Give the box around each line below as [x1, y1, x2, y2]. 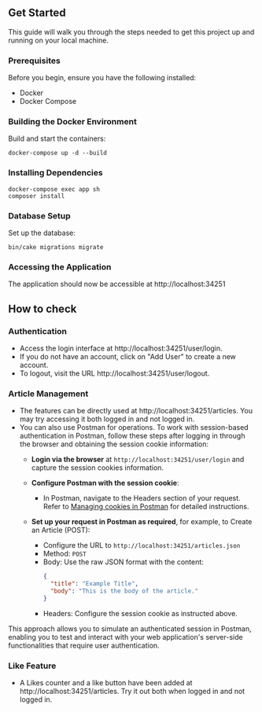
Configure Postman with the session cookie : [31, 479, 179, 488]
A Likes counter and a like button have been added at [19, 678, 193, 688]
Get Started [8, 6, 66, 20]
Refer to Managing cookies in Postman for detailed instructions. [42, 502, 249, 512]
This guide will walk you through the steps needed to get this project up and [8, 27, 255, 36]
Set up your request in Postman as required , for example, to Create [31, 517, 253, 527]
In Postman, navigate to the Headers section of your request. [42, 494, 242, 503]
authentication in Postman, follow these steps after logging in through [19, 431, 245, 441]
